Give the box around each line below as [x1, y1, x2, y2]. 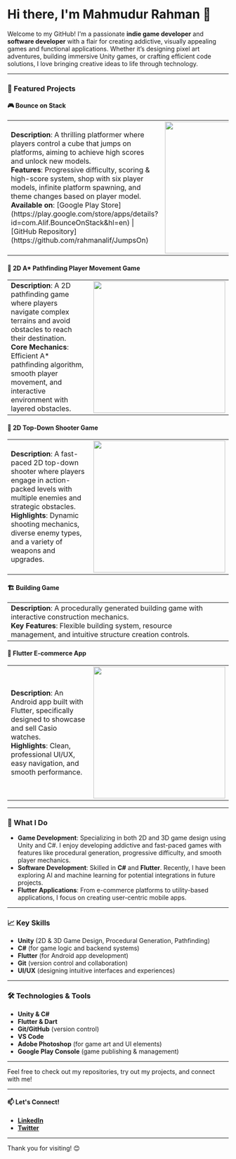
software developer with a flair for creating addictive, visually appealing [7, 37, 216, 45]
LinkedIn [17, 1116, 44, 1125]
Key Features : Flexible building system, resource [11, 620, 173, 630]
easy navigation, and [11, 758, 79, 768]
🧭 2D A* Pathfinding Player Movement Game [7, 264, 140, 272]
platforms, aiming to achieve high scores [11, 148, 145, 158]
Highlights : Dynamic [11, 511, 79, 520]
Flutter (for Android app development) [17, 952, 129, 960]
